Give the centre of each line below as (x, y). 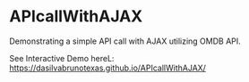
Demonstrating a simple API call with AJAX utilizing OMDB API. (125, 41)
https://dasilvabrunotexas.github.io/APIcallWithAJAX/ (107, 68)
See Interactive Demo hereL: (62, 58)
